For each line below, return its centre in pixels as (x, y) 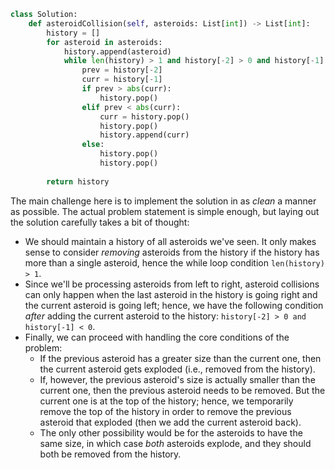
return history (78, 181)
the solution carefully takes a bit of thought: (100, 222)
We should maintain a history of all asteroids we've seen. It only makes (170, 241)
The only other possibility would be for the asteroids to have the (171, 432)
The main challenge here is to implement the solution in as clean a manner (163, 201)
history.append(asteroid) (117, 51)
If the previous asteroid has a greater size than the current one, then (180, 358)
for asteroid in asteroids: (104, 42)
